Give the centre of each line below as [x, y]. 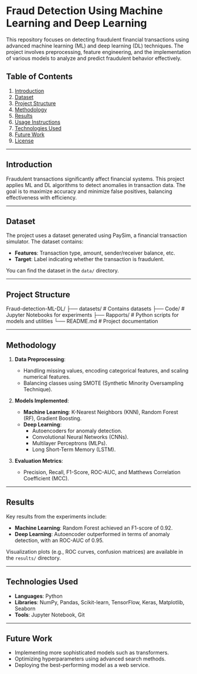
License [24, 140]
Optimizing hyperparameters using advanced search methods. [90, 659]
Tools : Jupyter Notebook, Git [50, 615]
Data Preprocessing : [40, 359]
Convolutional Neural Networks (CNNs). [80, 437]
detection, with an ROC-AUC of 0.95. [59, 540]
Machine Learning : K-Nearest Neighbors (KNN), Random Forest [101, 412]
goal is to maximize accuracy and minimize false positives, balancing [89, 191]
